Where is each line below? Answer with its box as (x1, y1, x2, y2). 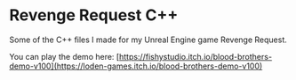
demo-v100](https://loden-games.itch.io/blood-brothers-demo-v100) (9, 61, 263, 71)
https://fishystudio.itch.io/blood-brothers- (118, 51, 273, 62)
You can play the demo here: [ (9, 51, 120, 62)
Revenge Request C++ (9, 5, 179, 25)
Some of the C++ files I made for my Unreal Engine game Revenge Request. (9, 34, 287, 45)
